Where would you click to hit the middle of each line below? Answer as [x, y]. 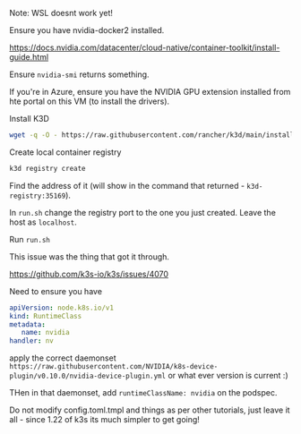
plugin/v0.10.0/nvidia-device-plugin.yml [88, 376]
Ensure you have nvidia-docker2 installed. [87, 30]
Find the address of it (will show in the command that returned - [127, 185]
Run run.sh [30, 239]
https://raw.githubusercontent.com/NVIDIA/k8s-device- [114, 367]
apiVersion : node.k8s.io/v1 [62, 308]
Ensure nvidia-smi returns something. [79, 74]
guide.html [29, 57]
